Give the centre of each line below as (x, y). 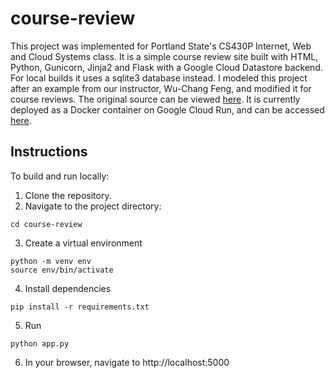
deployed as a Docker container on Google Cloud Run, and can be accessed (167, 109)
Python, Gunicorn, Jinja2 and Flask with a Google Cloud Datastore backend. (166, 67)
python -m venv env (51, 261)
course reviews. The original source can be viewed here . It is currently (155, 99)
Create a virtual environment (83, 243)
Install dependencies (68, 288)
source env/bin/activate (62, 270)
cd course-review (46, 224)
